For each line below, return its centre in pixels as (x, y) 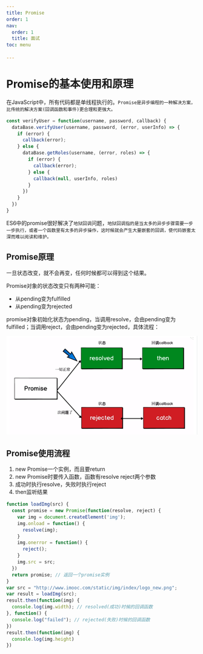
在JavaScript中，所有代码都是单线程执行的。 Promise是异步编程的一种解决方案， (101, 102)
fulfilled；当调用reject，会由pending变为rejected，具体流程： (83, 327)
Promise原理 (30, 257)
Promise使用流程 (38, 453)
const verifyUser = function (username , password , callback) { (86, 121)
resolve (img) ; (40, 530)
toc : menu (19, 45)
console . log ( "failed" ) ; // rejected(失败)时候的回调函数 (81, 620)
